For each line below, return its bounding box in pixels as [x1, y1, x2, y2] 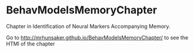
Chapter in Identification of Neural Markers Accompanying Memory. [6, 23, 170, 30]
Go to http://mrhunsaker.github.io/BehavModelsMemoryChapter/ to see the [6, 34, 189, 41]
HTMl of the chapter [6, 40, 55, 47]
